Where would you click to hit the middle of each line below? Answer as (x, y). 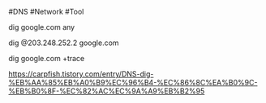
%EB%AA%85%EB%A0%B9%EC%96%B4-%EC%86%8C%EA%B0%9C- (133, 82)
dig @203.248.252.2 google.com (64, 43)
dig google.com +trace (47, 58)
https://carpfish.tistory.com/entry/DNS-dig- (81, 74)
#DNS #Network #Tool (46, 12)
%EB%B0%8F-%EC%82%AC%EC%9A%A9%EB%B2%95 (107, 91)
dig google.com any (42, 27)
